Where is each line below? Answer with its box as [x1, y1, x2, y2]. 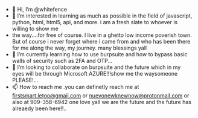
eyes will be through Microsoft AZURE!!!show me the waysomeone [11, 70, 178, 77]
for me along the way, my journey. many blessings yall [11, 44, 147, 51]
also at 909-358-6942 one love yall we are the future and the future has [11, 99, 192, 105]
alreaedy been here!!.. [11, 105, 67, 112]
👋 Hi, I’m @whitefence [11, 6, 68, 13]
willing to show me [11, 25, 59, 32]
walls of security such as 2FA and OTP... [11, 57, 113, 64]
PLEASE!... [11, 76, 39, 84]
